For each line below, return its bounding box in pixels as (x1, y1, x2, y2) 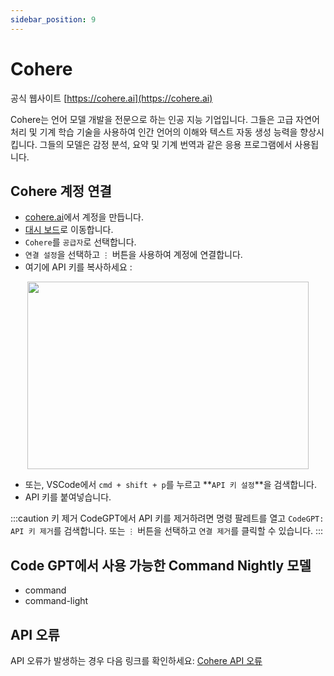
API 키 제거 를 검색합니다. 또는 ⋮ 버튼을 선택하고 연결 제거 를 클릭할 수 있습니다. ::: (10, 525, 324, 537)
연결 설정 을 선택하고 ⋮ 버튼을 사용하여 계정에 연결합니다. (24, 249, 243, 261)
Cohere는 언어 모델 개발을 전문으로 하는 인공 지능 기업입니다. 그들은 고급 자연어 (10, 113, 320, 125)
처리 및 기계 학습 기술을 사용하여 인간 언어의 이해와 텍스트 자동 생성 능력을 (10, 126, 298, 138)
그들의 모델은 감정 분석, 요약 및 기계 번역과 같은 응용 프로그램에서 (39, 138, 293, 150)
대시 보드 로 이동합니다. (24, 224, 114, 236)
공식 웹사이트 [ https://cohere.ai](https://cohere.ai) (10, 92, 213, 104)
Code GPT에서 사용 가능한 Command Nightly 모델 (10, 557, 312, 574)
